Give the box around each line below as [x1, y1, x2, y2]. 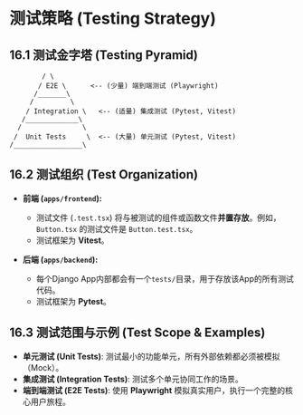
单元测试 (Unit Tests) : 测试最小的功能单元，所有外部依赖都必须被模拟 [22, 351, 280, 362]
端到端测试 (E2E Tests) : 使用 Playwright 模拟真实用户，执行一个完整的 [22, 384, 286, 395]
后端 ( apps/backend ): [22, 254, 99, 265]
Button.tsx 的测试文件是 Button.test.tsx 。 [35, 223, 198, 234]
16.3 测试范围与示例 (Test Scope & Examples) [9, 325, 266, 341]
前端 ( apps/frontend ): [22, 192, 102, 204]
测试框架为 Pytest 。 [35, 295, 111, 306]
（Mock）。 [22, 362, 64, 372]
